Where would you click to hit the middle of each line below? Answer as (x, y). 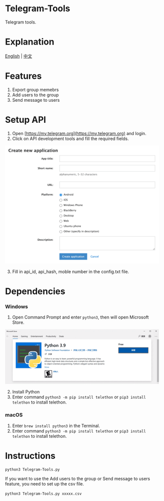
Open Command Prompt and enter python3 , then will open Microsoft (80, 317)
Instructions (30, 456)
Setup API (26, 120)
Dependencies (35, 291)
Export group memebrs (35, 90)
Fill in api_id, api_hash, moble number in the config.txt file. (71, 272)
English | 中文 (19, 56)
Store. (18, 322)
